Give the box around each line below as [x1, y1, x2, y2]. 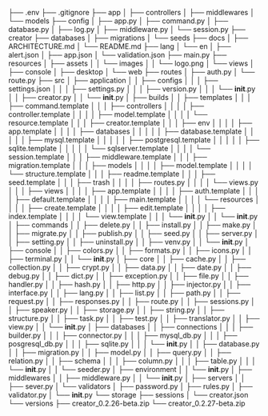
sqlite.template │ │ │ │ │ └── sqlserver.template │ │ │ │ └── [8, 144, 211, 153]
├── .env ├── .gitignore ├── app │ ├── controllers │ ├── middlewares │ [8, 8, 255, 17]
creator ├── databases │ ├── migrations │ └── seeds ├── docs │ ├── [8, 33, 249, 42]
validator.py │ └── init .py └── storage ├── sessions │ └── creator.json [8, 390, 249, 399]
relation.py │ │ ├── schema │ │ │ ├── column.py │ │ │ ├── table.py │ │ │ [8, 356, 257, 366]
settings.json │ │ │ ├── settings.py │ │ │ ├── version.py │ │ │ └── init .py [8, 84, 256, 94]
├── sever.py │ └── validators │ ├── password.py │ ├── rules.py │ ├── [8, 382, 254, 391]
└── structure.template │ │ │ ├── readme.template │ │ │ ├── [8, 169, 216, 178]
